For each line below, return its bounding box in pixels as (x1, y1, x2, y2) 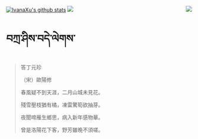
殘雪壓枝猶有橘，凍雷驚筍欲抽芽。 (20, 101, 104, 108)
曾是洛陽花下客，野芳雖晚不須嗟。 (20, 126, 104, 133)
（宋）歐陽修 (20, 76, 52, 83)
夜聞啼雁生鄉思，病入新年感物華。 (20, 114, 104, 121)
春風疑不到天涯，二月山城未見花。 (20, 88, 104, 95)
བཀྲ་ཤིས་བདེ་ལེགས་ (6, 32, 75, 45)
